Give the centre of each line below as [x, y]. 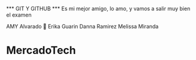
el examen [19, 15]
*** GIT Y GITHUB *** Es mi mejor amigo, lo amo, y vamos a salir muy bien [98, 9]
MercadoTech [41, 50]
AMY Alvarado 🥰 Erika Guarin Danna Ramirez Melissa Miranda [82, 26]
